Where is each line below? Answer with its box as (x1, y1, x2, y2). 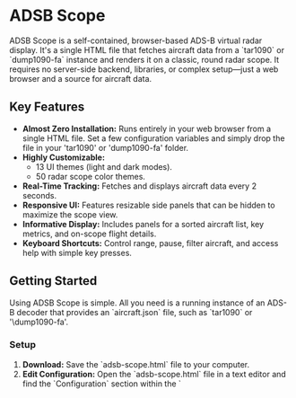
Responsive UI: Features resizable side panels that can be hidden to (22, 199, 275, 210)
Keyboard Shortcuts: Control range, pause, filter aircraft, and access (22, 237, 279, 248)
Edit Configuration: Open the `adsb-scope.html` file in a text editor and (22, 368, 287, 379)
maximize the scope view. (22, 208, 118, 220)
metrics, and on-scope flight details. (22, 228, 157, 239)
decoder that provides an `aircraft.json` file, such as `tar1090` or (16, 306, 253, 317)
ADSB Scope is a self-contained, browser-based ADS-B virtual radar (9, 35, 263, 46)
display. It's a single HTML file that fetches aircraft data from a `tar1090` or (9, 44, 285, 55)
